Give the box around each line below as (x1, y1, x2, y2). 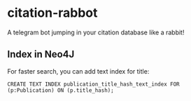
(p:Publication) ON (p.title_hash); (7, 86, 114, 94)
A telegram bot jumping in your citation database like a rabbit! (7, 28, 185, 36)
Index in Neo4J (7, 48, 75, 60)
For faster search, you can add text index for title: (7, 67, 150, 75)
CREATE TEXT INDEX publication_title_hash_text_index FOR (7, 81, 180, 88)
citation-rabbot (7, 5, 98, 21)
